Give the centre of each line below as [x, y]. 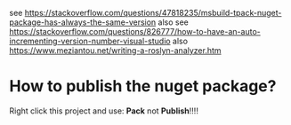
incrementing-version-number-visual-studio [90, 41]
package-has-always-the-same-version [83, 22]
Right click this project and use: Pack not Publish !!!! [104, 111]
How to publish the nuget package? [143, 86]
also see [174, 22]
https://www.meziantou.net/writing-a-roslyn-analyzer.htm [115, 51]
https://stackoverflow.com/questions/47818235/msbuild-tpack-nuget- [153, 13]
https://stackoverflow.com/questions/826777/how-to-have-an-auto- [135, 31]
